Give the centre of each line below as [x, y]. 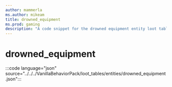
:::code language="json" [31, 68]
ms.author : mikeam [25, 15]
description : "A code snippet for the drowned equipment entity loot [81, 29]
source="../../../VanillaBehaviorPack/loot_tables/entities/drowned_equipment [86, 74]
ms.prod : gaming [23, 24]
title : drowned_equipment [33, 19]
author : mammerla [24, 10]
